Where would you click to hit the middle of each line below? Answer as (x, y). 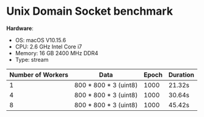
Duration (181, 75)
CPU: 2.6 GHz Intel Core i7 (49, 47)
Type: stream (32, 59)
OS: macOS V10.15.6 (40, 40)
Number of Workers (39, 75)
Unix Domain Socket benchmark (89, 11)
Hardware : (20, 28)
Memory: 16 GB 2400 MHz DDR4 (57, 53)
